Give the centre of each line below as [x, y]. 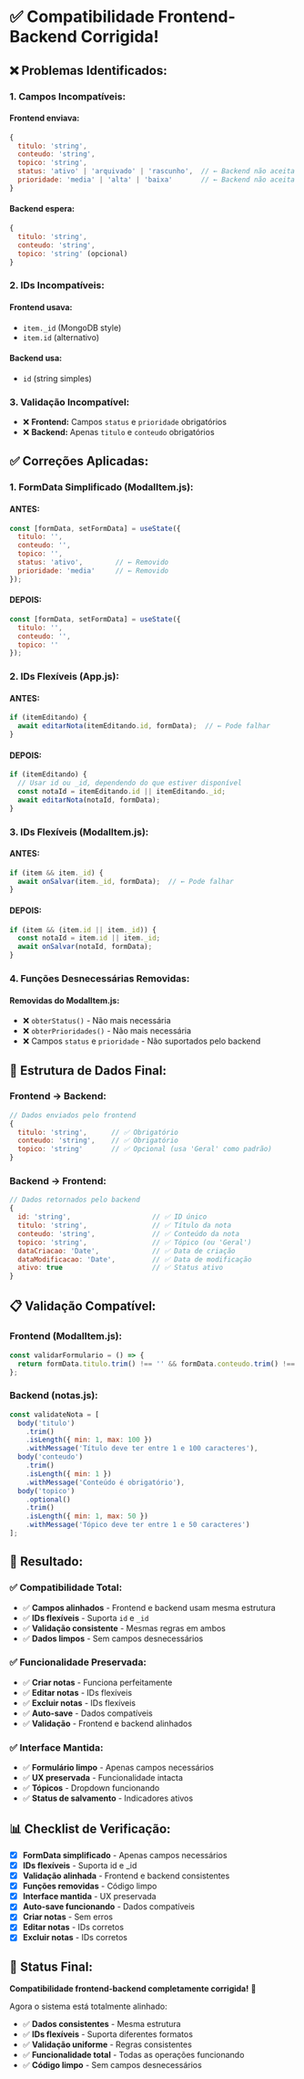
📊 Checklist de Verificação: [90, 1829]
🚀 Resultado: [46, 1562]
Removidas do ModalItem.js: [65, 1000]
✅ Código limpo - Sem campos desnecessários [112, 2065]
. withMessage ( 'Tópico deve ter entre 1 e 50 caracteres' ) [138, 1525]
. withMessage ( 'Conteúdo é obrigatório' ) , [105, 1482]
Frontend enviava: [45, 118]
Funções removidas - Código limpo [90, 1887]
